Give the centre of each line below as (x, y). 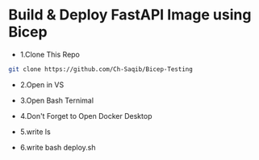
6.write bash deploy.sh (58, 147)
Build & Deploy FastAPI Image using (130, 15)
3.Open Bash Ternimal (57, 100)
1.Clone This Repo (50, 54)
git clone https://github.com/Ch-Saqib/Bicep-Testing (101, 69)
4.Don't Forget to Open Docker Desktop (86, 116)
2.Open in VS (42, 84)
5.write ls (35, 132)
